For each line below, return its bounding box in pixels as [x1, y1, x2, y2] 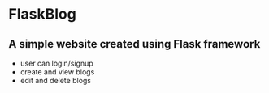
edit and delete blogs [20, 76, 92, 85]
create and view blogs [20, 67, 95, 77]
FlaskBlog [8, 5, 77, 23]
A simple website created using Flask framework [8, 37, 261, 51]
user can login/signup [20, 58, 93, 68]
